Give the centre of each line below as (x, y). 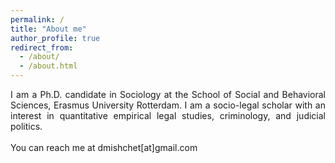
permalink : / (37, 19)
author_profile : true (55, 38)
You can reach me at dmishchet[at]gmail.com (104, 147)
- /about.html (48, 66)
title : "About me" (48, 29)
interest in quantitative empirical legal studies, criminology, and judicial (168, 115)
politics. (26, 126)
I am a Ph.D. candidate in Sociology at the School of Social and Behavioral (168, 94)
